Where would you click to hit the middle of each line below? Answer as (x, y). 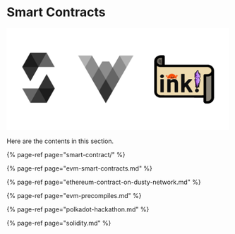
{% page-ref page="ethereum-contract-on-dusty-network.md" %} (104, 182)
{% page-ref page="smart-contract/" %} (66, 155)
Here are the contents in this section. (60, 141)
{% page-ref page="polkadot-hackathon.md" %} (78, 209)
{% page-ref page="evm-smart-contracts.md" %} (80, 168)
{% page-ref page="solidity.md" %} (59, 223)
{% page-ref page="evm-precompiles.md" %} (74, 196)
